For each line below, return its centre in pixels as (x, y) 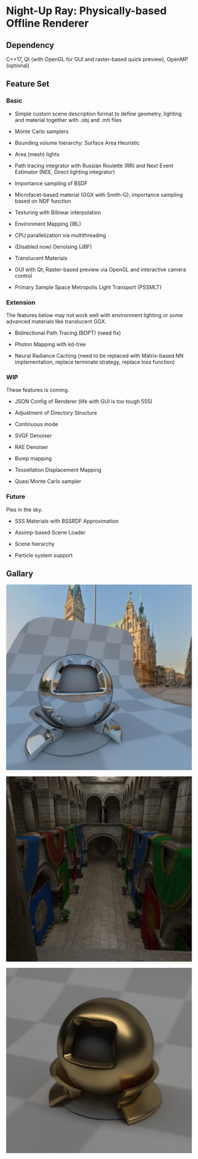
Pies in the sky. (24, 509)
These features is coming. (38, 390)
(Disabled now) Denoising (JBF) (53, 246)
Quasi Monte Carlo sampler (48, 481)
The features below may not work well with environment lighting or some (95, 315)
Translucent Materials (41, 258)
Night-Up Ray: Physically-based (86, 11)
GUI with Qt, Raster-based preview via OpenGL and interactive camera (100, 269)
